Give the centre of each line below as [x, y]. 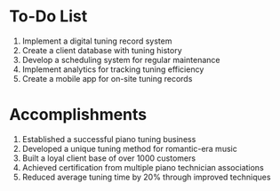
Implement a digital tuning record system [97, 41]
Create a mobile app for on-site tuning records [107, 78]
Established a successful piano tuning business [109, 139]
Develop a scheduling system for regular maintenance [121, 60]
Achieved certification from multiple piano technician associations [143, 167]
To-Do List [48, 16]
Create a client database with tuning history [102, 50]
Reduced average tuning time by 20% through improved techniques [146, 177]
